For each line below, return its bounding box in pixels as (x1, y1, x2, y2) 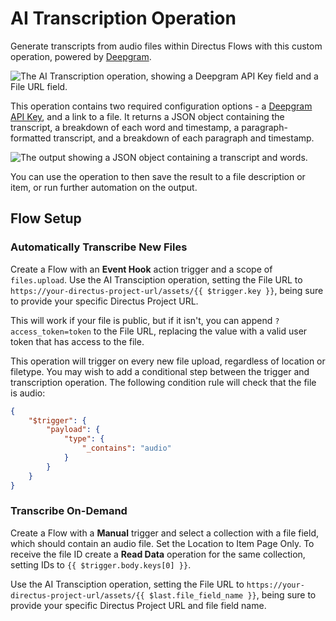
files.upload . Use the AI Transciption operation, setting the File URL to (10, 273, 303, 286)
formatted (10, 132, 52, 144)
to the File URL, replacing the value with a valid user (93, 325, 308, 337)
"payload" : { (46, 425, 101, 435)
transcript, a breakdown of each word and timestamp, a (10, 121, 240, 133)
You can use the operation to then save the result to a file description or (10, 170, 306, 182)
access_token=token (10, 327, 92, 337)
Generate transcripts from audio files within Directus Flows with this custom (10, 40, 323, 52)
